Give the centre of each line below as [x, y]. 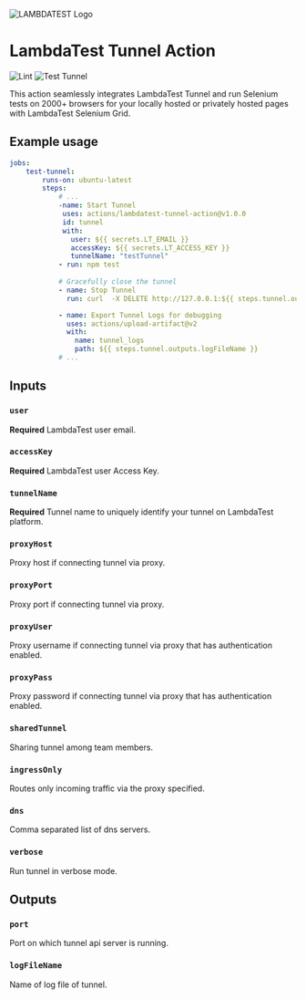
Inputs [28, 386]
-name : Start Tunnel [97, 205]
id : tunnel [83, 222]
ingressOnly [36, 770]
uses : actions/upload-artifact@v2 [132, 324]
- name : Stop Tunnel [97, 290]
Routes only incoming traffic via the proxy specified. [107, 788]
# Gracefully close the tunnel [117, 282]
